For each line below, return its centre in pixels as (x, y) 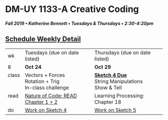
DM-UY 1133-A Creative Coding (72, 9)
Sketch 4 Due (111, 75)
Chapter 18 (108, 102)
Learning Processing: (119, 95)
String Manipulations (118, 81)
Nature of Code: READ (51, 95)
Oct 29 (102, 67)
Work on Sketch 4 (46, 110)
